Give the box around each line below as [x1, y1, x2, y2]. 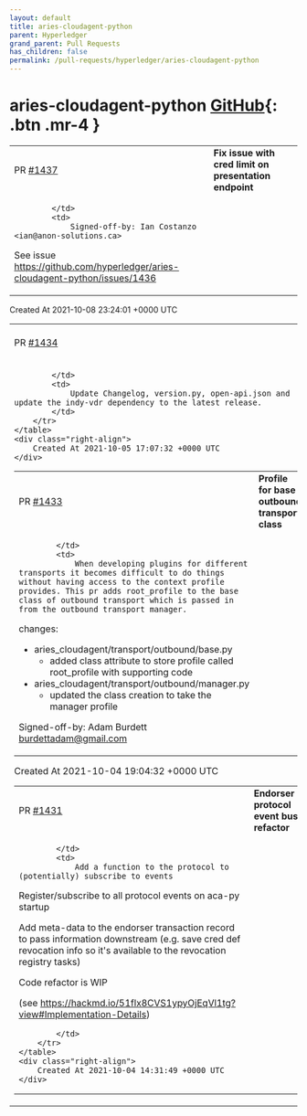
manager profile [49, 700, 119, 713]
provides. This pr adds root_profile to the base [18, 586, 239, 596]
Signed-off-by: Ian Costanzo [69, 221, 197, 231]
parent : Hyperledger [9, 30, 89, 39]
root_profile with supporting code [49, 665, 194, 678]
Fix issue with [213, 146, 276, 159]
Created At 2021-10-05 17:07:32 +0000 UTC [32, 442, 221, 453]
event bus [253, 810, 299, 823]
